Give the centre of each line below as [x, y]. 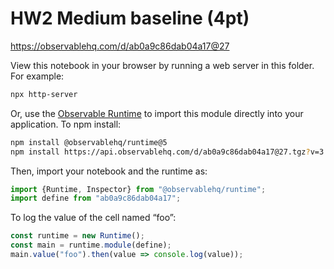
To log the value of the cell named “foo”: [93, 218]
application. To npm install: [66, 124]
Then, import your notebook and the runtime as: [109, 171]
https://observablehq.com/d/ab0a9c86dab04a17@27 [120, 46]
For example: [37, 76]
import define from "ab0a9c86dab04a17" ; [96, 198]
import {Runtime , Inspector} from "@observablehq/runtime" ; [138, 189]
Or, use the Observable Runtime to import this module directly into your [157, 113]
